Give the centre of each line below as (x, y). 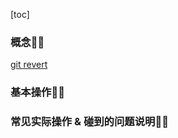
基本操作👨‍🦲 (37, 92)
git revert (29, 65)
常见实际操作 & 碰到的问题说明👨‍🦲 (89, 122)
